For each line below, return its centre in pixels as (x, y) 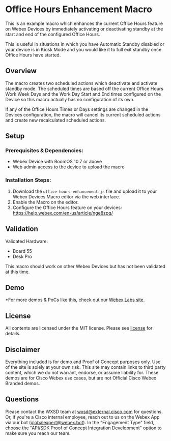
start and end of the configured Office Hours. (53, 34)
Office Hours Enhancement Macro (79, 9)
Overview (21, 71)
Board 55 (22, 251)
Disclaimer (23, 349)
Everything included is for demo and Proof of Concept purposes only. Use (83, 362)
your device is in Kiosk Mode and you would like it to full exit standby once (83, 49)
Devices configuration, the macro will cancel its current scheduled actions (83, 114)
